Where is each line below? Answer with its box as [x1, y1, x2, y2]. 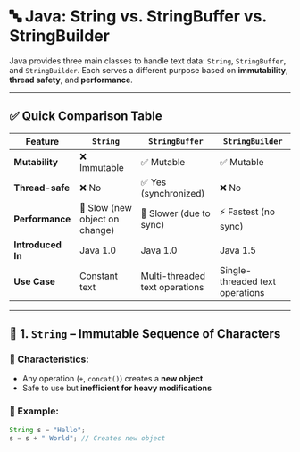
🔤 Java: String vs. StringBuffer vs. [9, 6, 267, 27]
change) [79, 223, 115, 236]
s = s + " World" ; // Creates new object [9, 433, 166, 443]
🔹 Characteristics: [9, 353, 89, 365]
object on [79, 213, 120, 225]
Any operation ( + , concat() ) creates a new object [21, 373, 204, 384]
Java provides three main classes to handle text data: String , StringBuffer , [9, 55, 287, 66]
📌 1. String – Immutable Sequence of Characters [9, 326, 281, 341]
